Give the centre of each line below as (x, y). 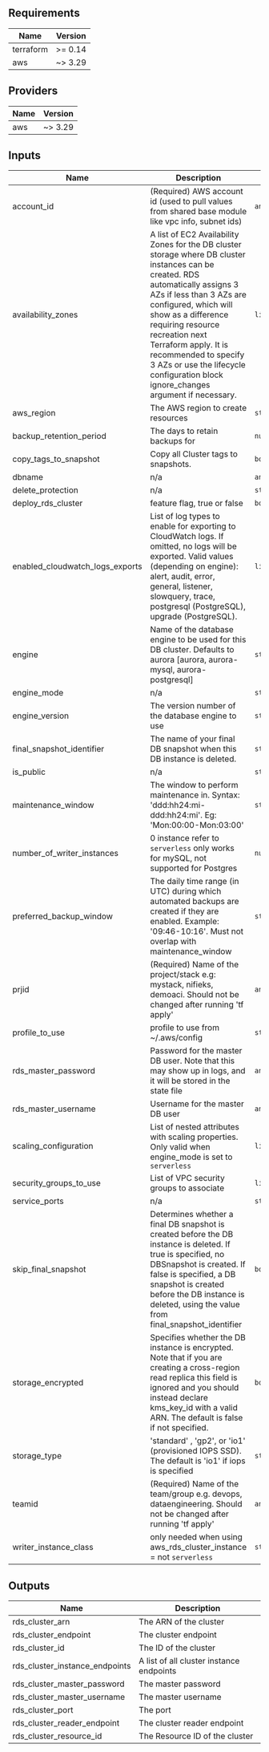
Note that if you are (186, 1357)
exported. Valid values (192, 557)
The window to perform (194, 785)
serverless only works (192, 848)
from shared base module (198, 212)
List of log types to (185, 517)
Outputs (29, 1586)
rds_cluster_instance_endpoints (72, 1666)
